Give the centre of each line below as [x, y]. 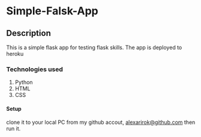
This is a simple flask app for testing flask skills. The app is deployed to [94, 47]
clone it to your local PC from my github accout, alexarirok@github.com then [101, 122]
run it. [13, 128]
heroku [15, 54]
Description [28, 33]
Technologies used [34, 69]
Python [24, 83]
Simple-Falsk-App [52, 11]
